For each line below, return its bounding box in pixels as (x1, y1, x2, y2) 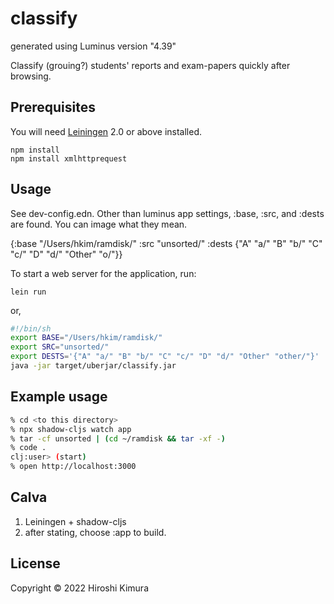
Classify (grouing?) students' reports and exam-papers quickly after (10, 59, 291, 71)
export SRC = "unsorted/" (10, 342, 110, 352)
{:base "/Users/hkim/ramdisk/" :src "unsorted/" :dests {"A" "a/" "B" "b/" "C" (10, 237, 323, 249)
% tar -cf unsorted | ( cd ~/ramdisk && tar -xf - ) (10, 433, 226, 444)
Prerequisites (10, 99, 96, 116)
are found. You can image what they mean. (10, 218, 188, 230)
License (10, 555, 61, 572)
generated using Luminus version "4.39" (10, 40, 177, 52)
